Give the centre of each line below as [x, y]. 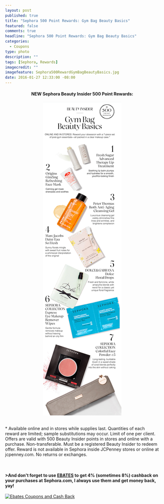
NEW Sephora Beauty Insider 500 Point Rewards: [82, 94]
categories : [17, 42]
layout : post [18, 10]
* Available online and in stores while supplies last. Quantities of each [75, 429]
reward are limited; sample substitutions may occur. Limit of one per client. [80, 434]
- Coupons [19, 47]
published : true [22, 15]
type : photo [17, 51]
